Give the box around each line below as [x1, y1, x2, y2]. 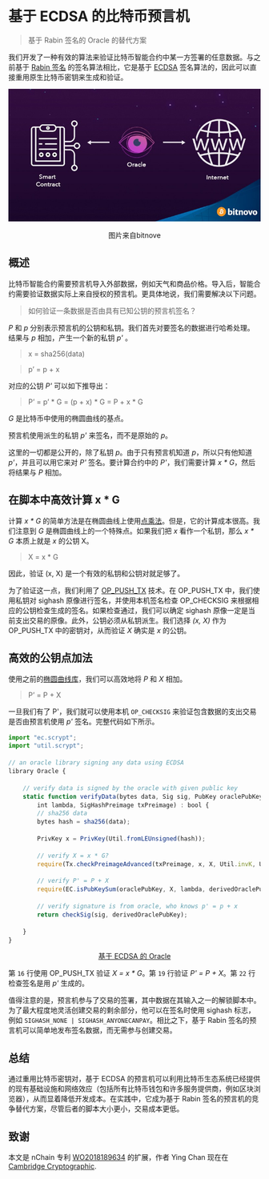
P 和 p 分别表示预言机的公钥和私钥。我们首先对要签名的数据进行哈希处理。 [8, 323, 255, 332]
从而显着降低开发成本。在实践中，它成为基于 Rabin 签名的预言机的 [32, 1094, 252, 1104]
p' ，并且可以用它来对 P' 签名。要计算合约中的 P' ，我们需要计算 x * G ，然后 [8, 457, 256, 467]
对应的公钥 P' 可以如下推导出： [8, 381, 110, 391]
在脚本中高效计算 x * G [8, 493, 120, 507]
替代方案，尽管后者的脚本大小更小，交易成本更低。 [14, 1104, 184, 1113]
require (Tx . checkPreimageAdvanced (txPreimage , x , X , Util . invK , [37, 860, 256, 868]
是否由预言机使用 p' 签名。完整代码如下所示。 [8, 716, 159, 726]
